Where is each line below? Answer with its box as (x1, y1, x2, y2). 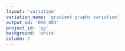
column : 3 (6, 36, 31, 42)
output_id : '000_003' (6, 19, 60, 25)
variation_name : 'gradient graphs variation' (6, 14, 120, 20)
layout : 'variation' (6, 8, 57, 15)
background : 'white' (6, 30, 57, 36)
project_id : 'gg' (6, 25, 49, 31)
